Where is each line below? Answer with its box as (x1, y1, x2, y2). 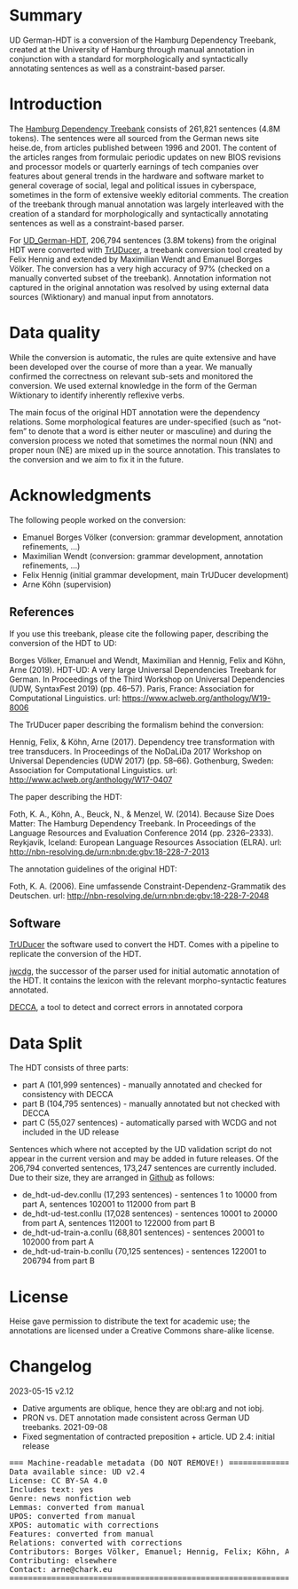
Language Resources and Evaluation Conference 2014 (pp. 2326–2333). (9, 827, 274, 838)
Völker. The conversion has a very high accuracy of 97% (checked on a (9, 263, 271, 273)
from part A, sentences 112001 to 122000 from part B (21, 1218, 216, 1229)
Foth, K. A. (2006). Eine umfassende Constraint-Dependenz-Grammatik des (9, 881, 286, 891)
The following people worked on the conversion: (9, 514, 186, 525)
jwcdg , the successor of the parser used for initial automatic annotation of (9, 966, 280, 976)
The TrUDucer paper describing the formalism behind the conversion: (9, 719, 264, 730)
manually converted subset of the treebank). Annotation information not (9, 273, 272, 283)
